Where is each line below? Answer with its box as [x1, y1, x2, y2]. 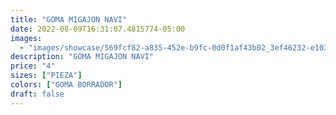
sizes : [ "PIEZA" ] [10, 71, 83, 81]
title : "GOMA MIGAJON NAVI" [10, 14, 128, 25]
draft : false [10, 89, 65, 99]
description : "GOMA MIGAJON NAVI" [10, 52, 155, 62]
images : [10, 33, 43, 43]
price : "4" [10, 61, 56, 71]
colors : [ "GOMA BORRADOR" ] [10, 80, 123, 90]
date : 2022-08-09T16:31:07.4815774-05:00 [10, 24, 186, 34]
